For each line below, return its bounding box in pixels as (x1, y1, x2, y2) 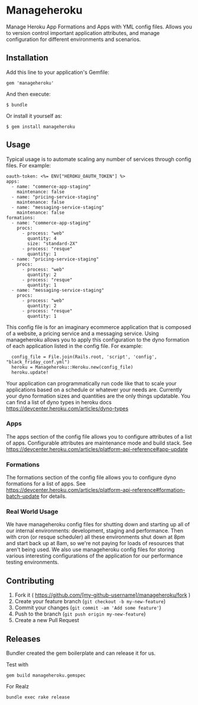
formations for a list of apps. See (6, 480, 86, 487)
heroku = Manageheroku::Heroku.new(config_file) (11, 364, 134, 370)
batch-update (6, 492, 40, 500)
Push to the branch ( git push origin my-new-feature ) (14, 610, 146, 617)
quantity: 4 (27, 235, 57, 242)
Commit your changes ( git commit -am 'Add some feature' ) (14, 604, 161, 611)
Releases (6, 634, 41, 644)
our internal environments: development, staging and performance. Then (6, 527, 184, 535)
